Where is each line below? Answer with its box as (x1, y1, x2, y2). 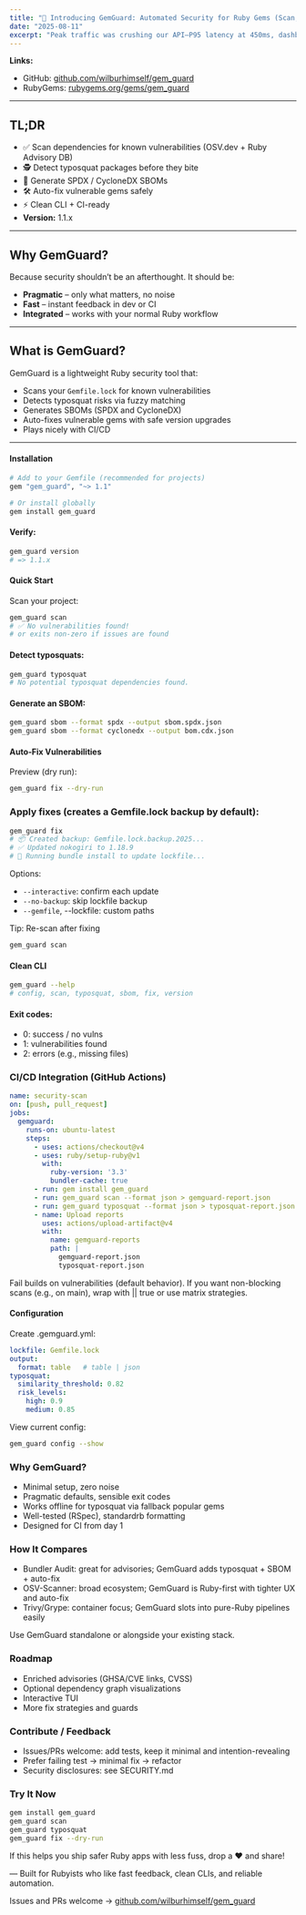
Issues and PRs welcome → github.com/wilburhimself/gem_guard (9, 1895, 256, 1906)
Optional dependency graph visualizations (22, 1683, 181, 1694)
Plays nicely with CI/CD (22, 424, 111, 435)
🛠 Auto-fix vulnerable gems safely (22, 186, 153, 197)
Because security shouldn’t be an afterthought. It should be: (9, 271, 235, 282)
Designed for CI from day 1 (22, 1521, 124, 1531)
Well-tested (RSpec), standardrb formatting (22, 1510, 186, 1521)
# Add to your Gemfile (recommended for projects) (9, 474, 206, 483)
